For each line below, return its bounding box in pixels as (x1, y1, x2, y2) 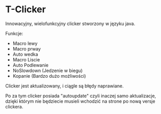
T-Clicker (5, 4, 46, 15)
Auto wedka (12, 51, 38, 57)
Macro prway (12, 45, 41, 52)
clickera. (5, 103, 24, 109)
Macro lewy (12, 40, 38, 47)
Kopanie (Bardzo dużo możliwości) (12, 73, 86, 79)
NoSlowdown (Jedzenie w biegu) (12, 67, 83, 74)
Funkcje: (5, 30, 24, 36)
